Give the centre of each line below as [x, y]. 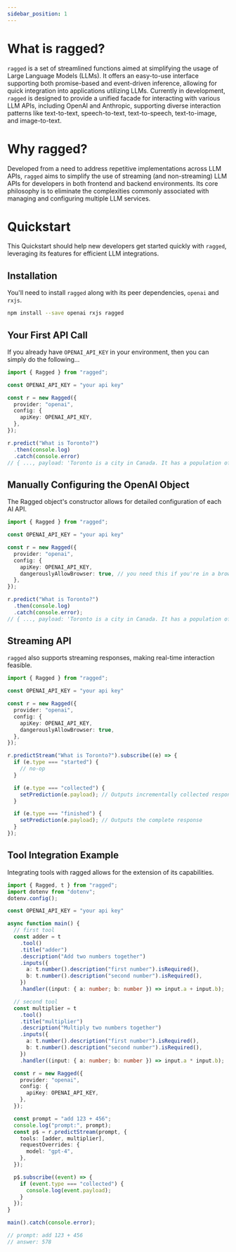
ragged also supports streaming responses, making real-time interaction [111, 658]
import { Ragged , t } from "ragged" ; [63, 885]
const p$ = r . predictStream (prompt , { [71, 1132]
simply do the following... [44, 359]
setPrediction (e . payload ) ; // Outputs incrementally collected [114, 795]
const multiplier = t [45, 1008]
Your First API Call [47, 335]
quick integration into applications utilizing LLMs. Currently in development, [117, 90]
